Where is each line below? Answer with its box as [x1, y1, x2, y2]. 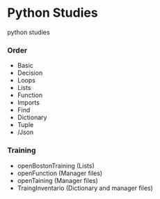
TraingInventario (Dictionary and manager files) [17, 184, 153, 192]
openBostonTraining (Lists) [17, 161, 95, 170]
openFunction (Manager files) [17, 169, 103, 177]
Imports [17, 98, 40, 107]
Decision [17, 68, 43, 78]
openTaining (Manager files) [17, 176, 99, 184]
